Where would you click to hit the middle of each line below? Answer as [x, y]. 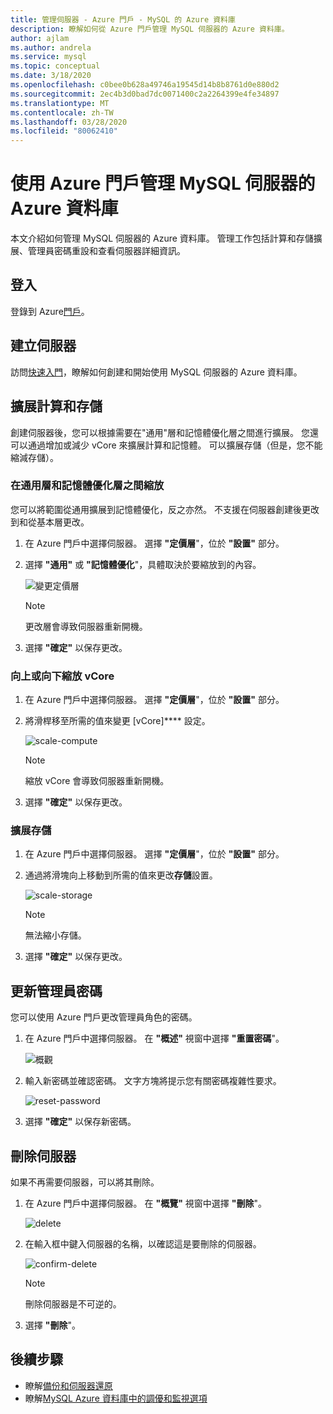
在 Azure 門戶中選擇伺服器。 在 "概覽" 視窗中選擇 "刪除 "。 [146, 1203]
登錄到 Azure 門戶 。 [50, 311]
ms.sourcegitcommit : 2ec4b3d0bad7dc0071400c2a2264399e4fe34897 [145, 94]
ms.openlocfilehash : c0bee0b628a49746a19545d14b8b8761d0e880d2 [145, 85]
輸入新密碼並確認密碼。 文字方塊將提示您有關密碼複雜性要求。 [153, 1081]
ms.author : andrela [51, 47]
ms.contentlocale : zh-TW [62, 112]
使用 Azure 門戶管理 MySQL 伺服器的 [163, 183]
